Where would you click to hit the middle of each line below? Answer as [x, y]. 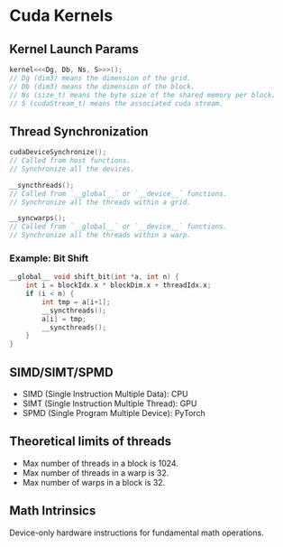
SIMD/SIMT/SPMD [62, 372]
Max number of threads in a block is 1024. [100, 463]
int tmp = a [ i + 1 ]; [76, 302]
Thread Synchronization [79, 131]
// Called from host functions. [70, 161]
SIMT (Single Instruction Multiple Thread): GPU [110, 403]
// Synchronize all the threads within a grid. [100, 202]
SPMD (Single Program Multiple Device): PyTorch [114, 413]
